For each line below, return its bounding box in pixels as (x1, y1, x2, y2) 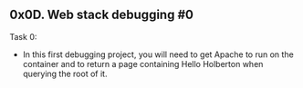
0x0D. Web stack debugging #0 (9, 7, 194, 23)
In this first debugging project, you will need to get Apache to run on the (22, 49, 294, 60)
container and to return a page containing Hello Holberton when (22, 58, 264, 69)
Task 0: (9, 31, 37, 42)
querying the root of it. (22, 68, 108, 79)
